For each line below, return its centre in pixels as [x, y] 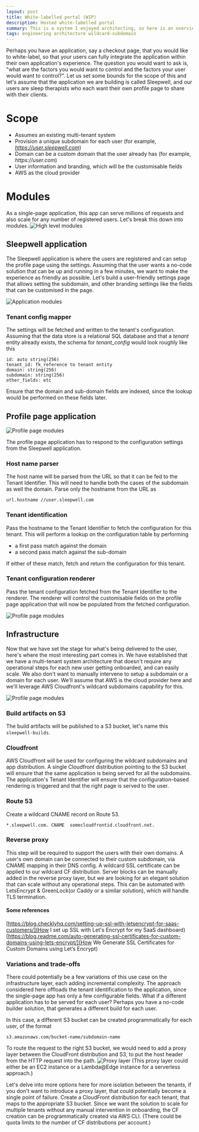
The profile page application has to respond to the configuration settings [95, 442]
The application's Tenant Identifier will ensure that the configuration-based [98, 779]
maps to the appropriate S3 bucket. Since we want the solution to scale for [97, 1104]
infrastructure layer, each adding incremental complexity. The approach [94, 983]
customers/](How [28, 930]
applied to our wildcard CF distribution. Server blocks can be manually [92, 871]
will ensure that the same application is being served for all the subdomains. [99, 773]
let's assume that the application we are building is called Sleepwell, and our [99, 82]
